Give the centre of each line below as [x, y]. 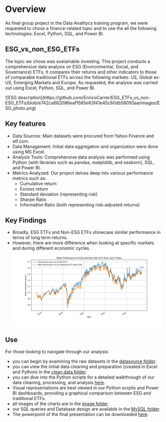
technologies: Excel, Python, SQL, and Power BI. [55, 33]
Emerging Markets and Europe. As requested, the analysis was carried [86, 82]
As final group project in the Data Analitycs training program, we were [77, 23]
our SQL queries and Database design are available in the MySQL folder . [86, 409]
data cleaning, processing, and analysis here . [59, 383]
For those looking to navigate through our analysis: [57, 352]
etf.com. [21, 141]
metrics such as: [29, 178]
